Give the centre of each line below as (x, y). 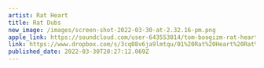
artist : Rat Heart (38, 15)
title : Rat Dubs (35, 23)
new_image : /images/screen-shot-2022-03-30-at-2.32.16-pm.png (112, 30)
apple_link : (27, 37)
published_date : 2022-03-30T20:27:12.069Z (79, 52)
